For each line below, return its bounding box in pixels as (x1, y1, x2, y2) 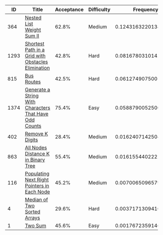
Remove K (25, 131, 49, 137)
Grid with (25, 53, 46, 59)
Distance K (25, 150, 50, 157)
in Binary (25, 157, 45, 163)
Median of (25, 196, 49, 203)
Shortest (25, 41, 45, 47)
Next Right (25, 176, 49, 183)
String (25, 92, 39, 99)
